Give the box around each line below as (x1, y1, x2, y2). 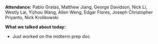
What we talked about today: (5, 24, 66, 30)
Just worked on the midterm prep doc (12, 34, 90, 39)
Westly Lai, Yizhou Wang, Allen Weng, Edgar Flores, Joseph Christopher (5, 9, 153, 15)
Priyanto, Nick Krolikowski (5, 15, 59, 20)
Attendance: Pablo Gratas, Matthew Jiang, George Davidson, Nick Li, (5, 4, 148, 10)
